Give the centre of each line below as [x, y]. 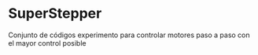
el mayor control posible [47, 43]
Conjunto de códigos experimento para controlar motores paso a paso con [129, 35]
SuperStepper [55, 14]
